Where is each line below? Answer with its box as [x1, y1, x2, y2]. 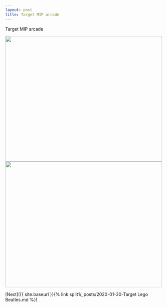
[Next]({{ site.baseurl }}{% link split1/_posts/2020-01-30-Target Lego [5, 291, 148, 297]
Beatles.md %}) [5, 296, 38, 302]
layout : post [5, 7, 33, 13]
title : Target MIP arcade [5, 12, 59, 17]
